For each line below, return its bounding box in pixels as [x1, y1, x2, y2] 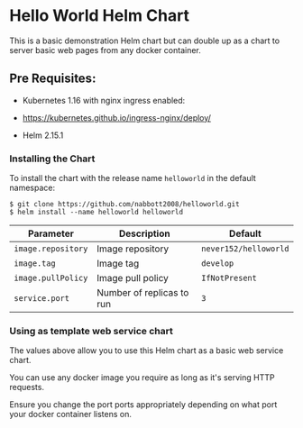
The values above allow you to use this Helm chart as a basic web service [9, 345, 284, 356]
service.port [14, 294, 70, 304]
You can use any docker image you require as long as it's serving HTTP [9, 372, 275, 383]
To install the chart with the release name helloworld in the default [9, 173, 257, 184]
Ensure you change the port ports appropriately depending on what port [9, 399, 278, 410]
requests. [9, 382, 45, 393]
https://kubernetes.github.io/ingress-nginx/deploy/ [22, 112, 212, 123]
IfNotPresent [201, 273, 257, 284]
